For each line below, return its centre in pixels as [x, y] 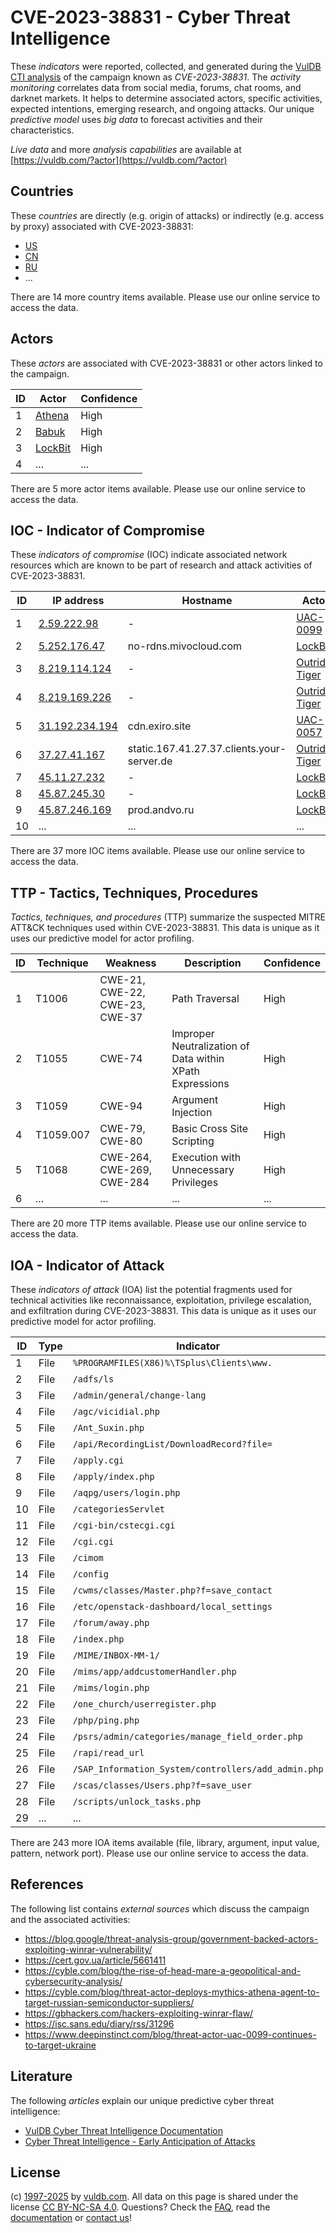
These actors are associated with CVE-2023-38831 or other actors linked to [166, 363]
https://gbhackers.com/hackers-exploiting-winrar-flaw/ [139, 2013]
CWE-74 [121, 1059]
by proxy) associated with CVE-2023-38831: [102, 226]
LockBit [53, 448]
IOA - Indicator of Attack [87, 1265]
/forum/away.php [111, 1622]
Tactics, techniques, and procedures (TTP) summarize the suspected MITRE [168, 917]
